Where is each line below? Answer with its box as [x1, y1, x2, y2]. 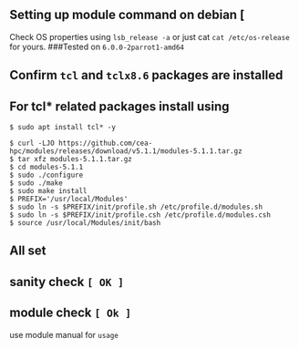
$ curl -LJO [9, 139, 55, 149]
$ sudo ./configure [9, 170, 84, 180]
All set [9, 243, 46, 259]
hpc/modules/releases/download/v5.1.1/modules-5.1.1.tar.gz [9, 147, 243, 156]
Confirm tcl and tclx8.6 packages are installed [9, 67, 284, 83]
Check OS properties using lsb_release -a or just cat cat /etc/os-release [9, 31, 290, 42]
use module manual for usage [9, 329, 119, 340]
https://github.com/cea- [57, 139, 153, 149]
